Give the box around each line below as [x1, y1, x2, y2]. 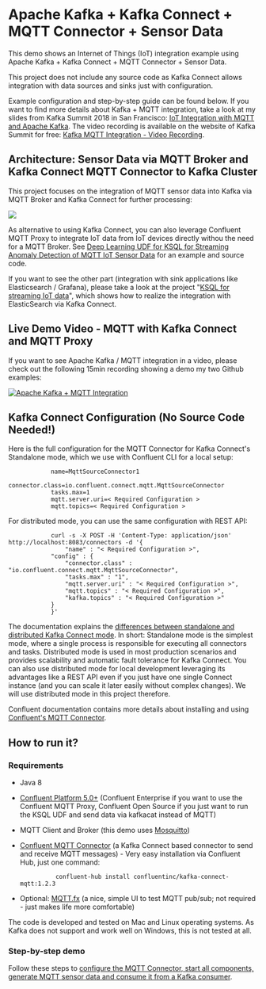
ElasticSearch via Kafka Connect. [8, 299, 117, 308]
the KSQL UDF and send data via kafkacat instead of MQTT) [19, 810, 216, 819]
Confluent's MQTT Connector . [8, 713, 107, 723]
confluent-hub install [55, 873, 131, 881]
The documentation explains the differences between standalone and [8, 622, 235, 632]
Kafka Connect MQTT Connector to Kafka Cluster [8, 165, 258, 179]
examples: [8, 372, 42, 382]
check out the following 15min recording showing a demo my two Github [8, 364, 244, 373]
